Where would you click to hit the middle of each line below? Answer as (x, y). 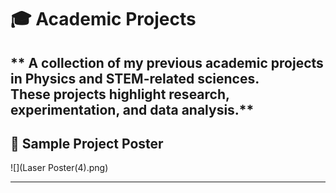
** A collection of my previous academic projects (167, 62)
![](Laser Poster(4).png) (59, 168)
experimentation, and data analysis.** (132, 109)
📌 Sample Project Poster (87, 143)
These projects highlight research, (120, 94)
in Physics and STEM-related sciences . (135, 78)
